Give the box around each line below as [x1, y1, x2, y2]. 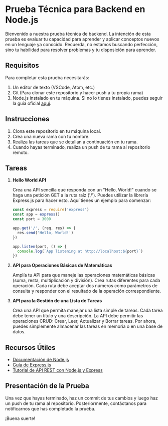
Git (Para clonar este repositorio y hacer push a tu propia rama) [12, 89, 143, 96]
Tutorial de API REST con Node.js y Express [12, 367, 103, 373]
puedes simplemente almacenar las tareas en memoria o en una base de [12, 323, 163, 329]
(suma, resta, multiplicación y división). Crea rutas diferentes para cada [12, 277, 160, 284]
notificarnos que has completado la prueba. [5, 405, 96, 411]
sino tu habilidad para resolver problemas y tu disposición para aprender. [5, 47, 156, 53]
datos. [12, 329, 26, 335]
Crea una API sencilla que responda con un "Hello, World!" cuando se [12, 187, 157, 193]
